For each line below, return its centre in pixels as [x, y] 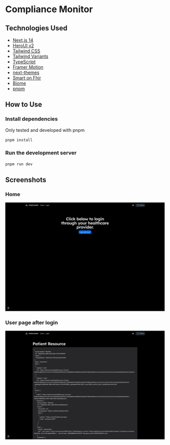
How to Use [24, 105]
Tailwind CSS [26, 51]
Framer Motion [28, 67]
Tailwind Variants [30, 56]
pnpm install [19, 140]
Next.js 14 [23, 40]
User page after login [32, 322]
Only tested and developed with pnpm [45, 130]
